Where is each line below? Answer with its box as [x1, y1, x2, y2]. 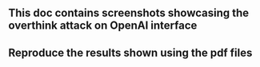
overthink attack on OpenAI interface [8, 19, 198, 33]
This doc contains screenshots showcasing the [8, 6, 250, 20]
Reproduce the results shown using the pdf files [8, 45, 253, 59]
